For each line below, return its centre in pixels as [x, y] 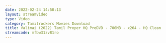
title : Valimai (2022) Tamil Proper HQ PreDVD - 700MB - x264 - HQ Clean [83, 28]
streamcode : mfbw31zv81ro [32, 33]
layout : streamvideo [27, 14]
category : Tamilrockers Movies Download [48, 23]
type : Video [17, 19]
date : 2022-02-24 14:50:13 [33, 10]
